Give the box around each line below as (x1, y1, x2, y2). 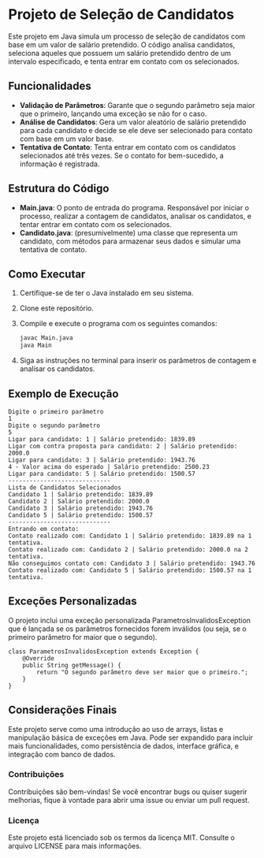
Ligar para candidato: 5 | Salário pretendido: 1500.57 (8, 470, 195, 477)
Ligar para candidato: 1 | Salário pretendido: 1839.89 (8, 435, 195, 443)
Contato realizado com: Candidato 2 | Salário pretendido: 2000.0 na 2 (8, 545, 248, 553)
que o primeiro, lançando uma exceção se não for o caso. (19, 109, 207, 118)
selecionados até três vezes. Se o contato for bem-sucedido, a (19, 150, 224, 160)
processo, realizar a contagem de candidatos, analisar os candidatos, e (19, 211, 252, 221)
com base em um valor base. (19, 134, 114, 143)
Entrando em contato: (8, 525, 80, 533)
